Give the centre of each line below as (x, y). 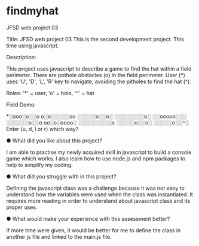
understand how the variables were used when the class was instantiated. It (99, 194)
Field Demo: (21, 104)
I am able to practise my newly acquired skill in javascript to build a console (99, 152)
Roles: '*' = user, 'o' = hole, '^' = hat (50, 93)
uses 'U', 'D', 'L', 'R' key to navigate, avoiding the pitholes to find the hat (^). (99, 81)
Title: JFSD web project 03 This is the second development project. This (95, 39)
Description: (21, 57)
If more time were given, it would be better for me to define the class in (94, 230)
